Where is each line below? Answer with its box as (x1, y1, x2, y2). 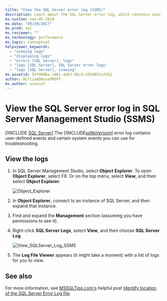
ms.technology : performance (5, 35, 64, 40)
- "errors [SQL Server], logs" (9, 58, 75, 63)
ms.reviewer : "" (5, 30, 39, 35)
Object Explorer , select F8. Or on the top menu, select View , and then (12, 173, 157, 179)
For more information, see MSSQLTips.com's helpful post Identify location (5, 285, 157, 291)
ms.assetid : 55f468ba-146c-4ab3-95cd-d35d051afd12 (5, 72, 112, 77)
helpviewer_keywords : (5, 44, 50, 49)
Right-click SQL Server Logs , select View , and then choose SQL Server (12, 227, 160, 234)
